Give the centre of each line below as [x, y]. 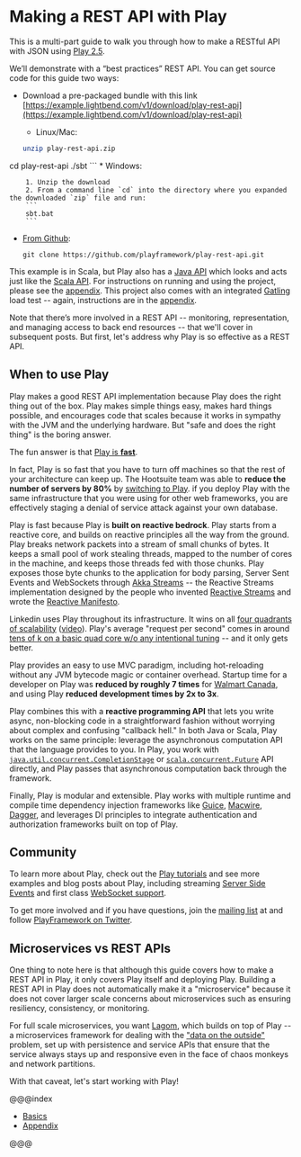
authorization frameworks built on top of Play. [94, 824]
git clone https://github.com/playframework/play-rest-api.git [143, 255]
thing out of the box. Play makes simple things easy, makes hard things [141, 406]
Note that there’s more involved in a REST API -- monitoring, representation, [150, 318]
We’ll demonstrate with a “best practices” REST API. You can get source [142, 68]
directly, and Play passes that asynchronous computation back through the [148, 768]
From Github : [46, 238]
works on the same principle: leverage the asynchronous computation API [146, 740]
